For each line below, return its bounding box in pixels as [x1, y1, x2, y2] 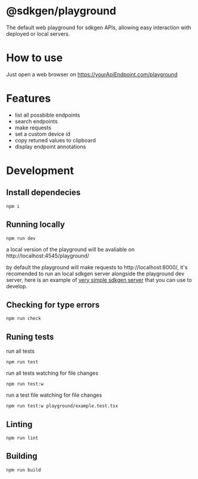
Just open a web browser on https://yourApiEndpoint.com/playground [6, 70, 178, 78]
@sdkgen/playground [6, 4, 117, 18]
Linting [6, 419, 33, 430]
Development [6, 164, 74, 177]
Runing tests [6, 332, 54, 342]
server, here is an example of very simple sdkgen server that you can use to [6, 276, 192, 284]
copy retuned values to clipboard [14, 136, 96, 144]
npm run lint [6, 435, 39, 441]
